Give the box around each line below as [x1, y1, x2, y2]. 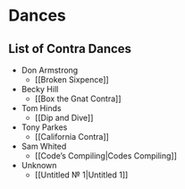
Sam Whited [21, 141, 67, 151]
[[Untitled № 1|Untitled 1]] [34, 169, 129, 180]
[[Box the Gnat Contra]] [34, 93, 122, 104]
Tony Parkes [21, 122, 68, 133]
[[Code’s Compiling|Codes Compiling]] [34, 150, 178, 161]
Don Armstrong [21, 64, 79, 75]
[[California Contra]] [34, 132, 109, 142]
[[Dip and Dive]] [34, 113, 94, 123]
